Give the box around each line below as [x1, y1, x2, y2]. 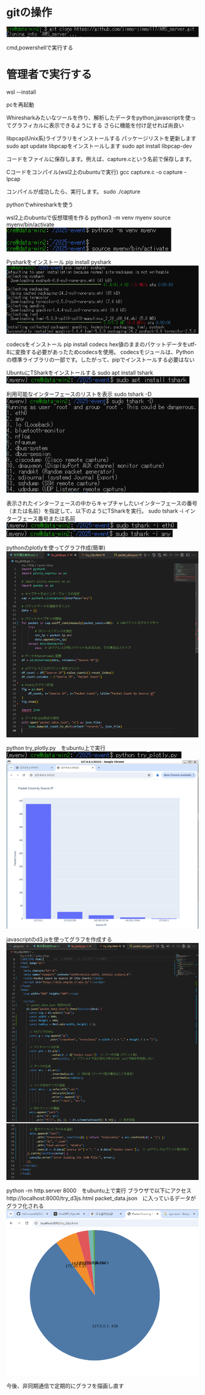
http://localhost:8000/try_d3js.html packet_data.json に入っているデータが [6, 1194, 196, 1201]
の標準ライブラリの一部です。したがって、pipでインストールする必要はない [6, 356, 195, 363]
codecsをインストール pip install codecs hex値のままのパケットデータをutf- [6, 341, 197, 348]
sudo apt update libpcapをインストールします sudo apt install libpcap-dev [6, 142, 192, 149]
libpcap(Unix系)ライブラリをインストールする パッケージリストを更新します [6, 134, 196, 142]
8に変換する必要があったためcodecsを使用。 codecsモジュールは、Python [6, 349, 194, 356]
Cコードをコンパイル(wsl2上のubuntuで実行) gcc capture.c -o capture [6, 168, 183, 175]
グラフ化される [6, 1202, 44, 1209]
